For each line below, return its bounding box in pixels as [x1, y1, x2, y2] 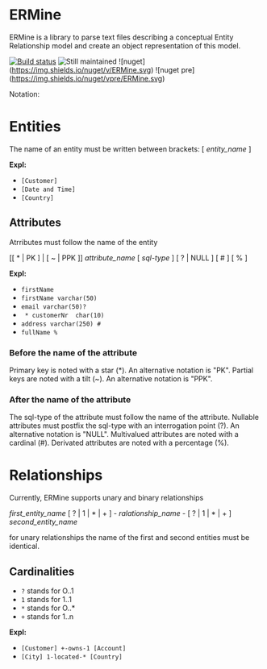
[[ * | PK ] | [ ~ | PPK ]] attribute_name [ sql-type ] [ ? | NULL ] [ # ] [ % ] [9, 252, 248, 263]
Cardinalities [9, 564, 75, 578]
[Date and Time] [20, 185, 76, 193]
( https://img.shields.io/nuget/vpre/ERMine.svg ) [9, 73, 165, 83]
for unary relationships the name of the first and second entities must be [9, 533, 250, 542]
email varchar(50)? [20, 302, 87, 311]
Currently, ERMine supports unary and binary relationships [9, 493, 204, 503]
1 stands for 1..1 [20, 595, 72, 605]
